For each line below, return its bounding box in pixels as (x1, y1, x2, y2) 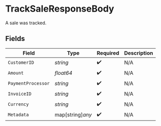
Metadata (8, 112, 29, 118)
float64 (54, 69, 73, 76)
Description (124, 49, 153, 56)
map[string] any (54, 111, 92, 118)
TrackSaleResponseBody (5, 3, 115, 15)
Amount (8, 70, 24, 76)
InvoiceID (8, 91, 32, 97)
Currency (8, 102, 29, 107)
